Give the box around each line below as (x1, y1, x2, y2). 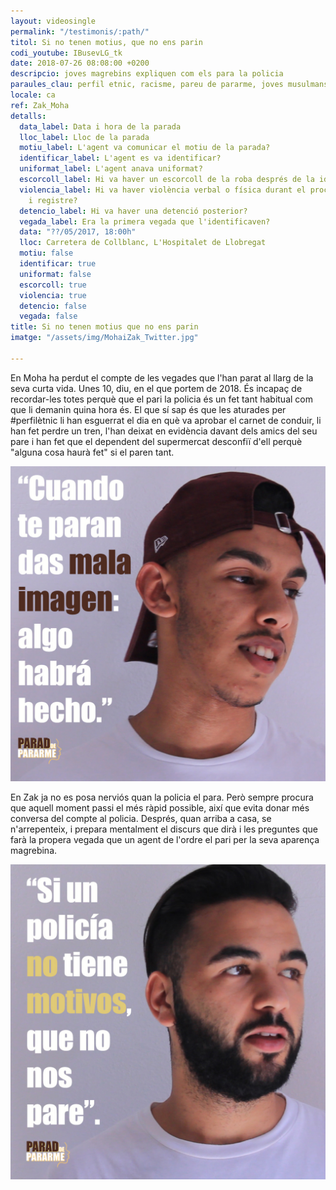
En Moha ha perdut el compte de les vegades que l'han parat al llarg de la (10, 371, 314, 384)
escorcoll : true (19, 280, 87, 290)
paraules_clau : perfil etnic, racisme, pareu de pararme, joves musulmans (10, 80, 329, 90)
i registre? (28, 195, 78, 205)
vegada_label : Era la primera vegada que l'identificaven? (19, 216, 271, 227)
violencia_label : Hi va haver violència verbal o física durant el (19, 185, 307, 195)
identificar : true (19, 259, 97, 269)
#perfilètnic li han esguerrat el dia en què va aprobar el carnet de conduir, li (10, 414, 322, 426)
